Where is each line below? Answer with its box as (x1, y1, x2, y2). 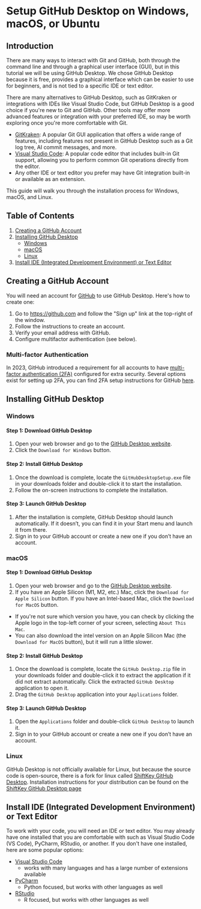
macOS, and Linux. (6, 194, 53, 200)
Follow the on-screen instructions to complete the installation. (14, 486, 168, 493)
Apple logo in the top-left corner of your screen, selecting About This (14, 619, 186, 626)
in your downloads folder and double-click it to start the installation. (14, 480, 182, 487)
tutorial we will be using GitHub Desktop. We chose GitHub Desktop (6, 70, 174, 76)
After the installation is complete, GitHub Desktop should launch (14, 513, 173, 520)
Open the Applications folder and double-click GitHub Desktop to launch (14, 718, 194, 725)
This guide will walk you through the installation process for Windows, (6, 187, 179, 194)
